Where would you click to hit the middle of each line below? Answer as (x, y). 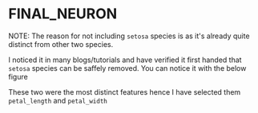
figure (18, 76)
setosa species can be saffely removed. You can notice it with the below (127, 68)
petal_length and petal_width (58, 100)
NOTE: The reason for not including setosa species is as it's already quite (129, 36)
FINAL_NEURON (63, 14)
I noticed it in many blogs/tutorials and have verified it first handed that (125, 60)
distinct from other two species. (61, 44)
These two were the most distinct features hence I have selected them (125, 92)
